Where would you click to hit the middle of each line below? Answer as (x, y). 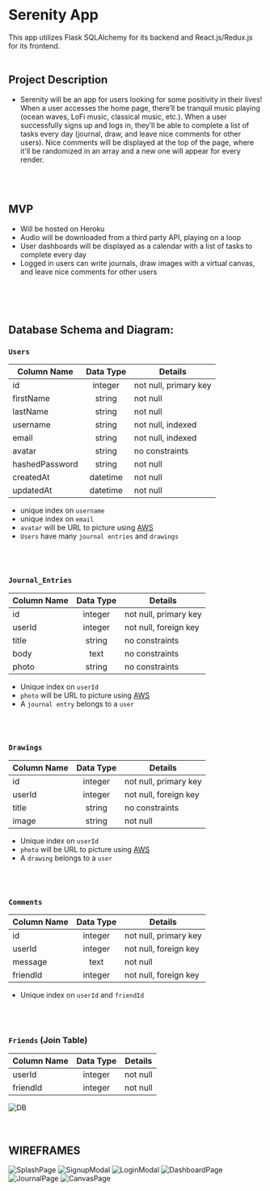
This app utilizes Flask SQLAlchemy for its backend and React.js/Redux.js (131, 37)
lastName (30, 412)
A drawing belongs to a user (66, 858)
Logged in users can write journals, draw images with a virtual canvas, (137, 263)
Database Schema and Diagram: (91, 329)
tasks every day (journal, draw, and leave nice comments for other (130, 133)
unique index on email (57, 519)
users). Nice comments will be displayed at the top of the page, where (137, 142)
